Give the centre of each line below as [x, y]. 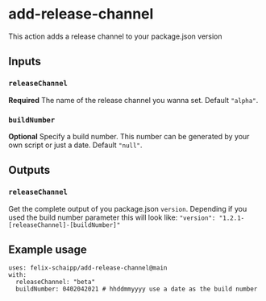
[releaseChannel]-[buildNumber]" [64, 225]
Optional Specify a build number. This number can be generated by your [129, 136]
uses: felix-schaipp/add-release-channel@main [88, 268]
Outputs [29, 170]
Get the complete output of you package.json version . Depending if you [128, 208]
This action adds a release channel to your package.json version [116, 36]
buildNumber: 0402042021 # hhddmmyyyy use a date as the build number [137, 289]
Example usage [48, 249]
